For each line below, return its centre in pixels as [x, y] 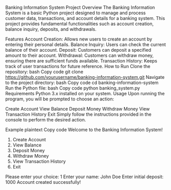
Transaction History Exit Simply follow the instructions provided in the [78, 114]
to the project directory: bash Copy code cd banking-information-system [82, 82]
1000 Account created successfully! [43, 182]
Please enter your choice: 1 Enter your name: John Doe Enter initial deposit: [84, 177]
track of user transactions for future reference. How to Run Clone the [78, 66]
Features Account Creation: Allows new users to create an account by [79, 39]
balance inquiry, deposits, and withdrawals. [51, 29]
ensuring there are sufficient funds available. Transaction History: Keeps [81, 61]
